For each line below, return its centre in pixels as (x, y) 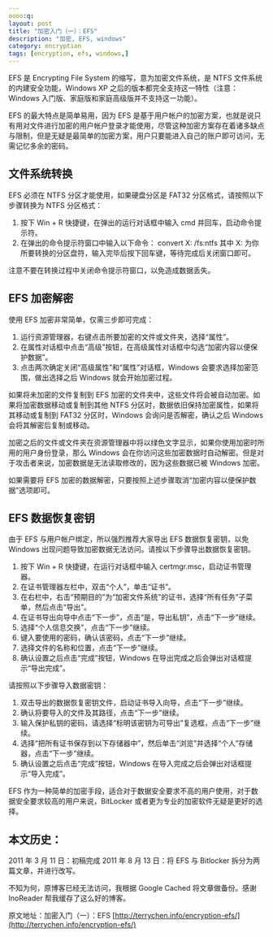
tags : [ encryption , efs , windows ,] (69, 54)
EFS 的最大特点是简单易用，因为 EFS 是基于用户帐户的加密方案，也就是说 (131, 115)
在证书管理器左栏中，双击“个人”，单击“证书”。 (98, 587)
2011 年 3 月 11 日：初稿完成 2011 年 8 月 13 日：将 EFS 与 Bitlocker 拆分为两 (134, 861)
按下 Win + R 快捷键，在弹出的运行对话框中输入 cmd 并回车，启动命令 (137, 222)
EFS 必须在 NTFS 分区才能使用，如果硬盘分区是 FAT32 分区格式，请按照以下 (136, 195)
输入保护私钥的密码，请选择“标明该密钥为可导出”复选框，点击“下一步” (137, 723)
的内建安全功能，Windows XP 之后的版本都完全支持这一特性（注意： (123, 88)
